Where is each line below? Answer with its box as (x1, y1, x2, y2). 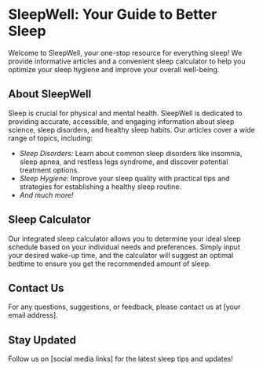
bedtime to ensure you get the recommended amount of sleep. (8, 259, 211, 268)
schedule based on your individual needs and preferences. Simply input (8, 242, 241, 252)
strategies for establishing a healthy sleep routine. (19, 182, 182, 191)
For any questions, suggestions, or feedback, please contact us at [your (8, 302, 241, 311)
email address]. (8, 311, 59, 320)
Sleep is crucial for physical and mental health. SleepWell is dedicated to (8, 108, 243, 118)
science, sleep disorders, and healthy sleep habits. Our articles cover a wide (8, 125, 255, 134)
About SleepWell (8, 88, 92, 101)
